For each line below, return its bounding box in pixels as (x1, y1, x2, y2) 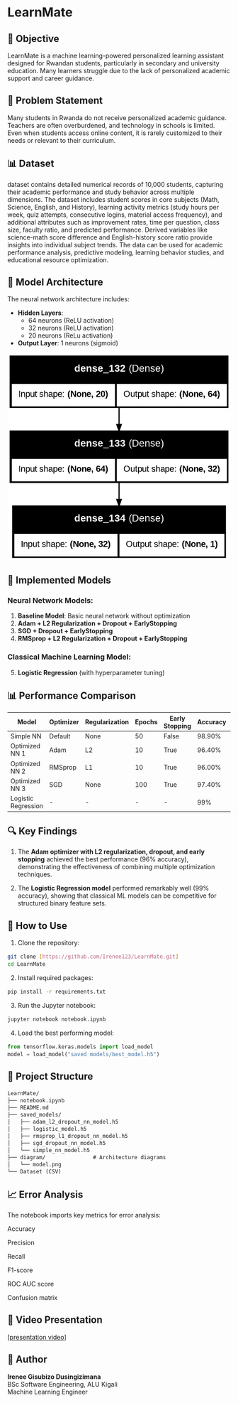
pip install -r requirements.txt (7, 988, 106, 995)
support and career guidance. (7, 74, 94, 82)
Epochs (135, 718, 158, 726)
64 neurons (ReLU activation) (28, 316, 115, 325)
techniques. (17, 870, 52, 878)
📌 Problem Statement (7, 95, 103, 107)
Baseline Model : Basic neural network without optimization (17, 612, 191, 620)
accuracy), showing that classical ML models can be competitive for (17, 891, 217, 900)
